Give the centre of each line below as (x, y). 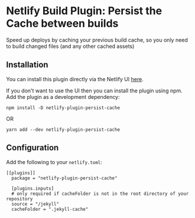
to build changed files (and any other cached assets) (70, 46)
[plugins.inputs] (33, 188)
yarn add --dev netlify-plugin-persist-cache (63, 129)
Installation (27, 65)
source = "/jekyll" (35, 204)
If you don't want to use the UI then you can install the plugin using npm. (95, 91)
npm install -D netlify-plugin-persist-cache (63, 108)
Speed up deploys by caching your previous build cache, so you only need (97, 40)
